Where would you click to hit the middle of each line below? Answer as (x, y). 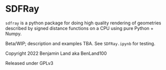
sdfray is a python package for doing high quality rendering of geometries (83, 23)
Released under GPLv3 (29, 63)
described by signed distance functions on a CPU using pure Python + (80, 28)
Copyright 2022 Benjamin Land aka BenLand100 (56, 53)
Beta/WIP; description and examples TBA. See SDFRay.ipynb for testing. (80, 43)
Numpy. (14, 33)
